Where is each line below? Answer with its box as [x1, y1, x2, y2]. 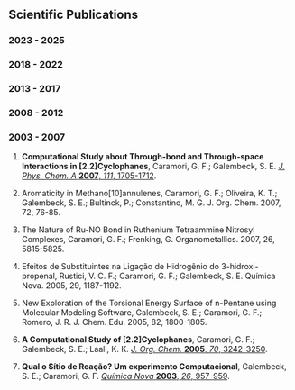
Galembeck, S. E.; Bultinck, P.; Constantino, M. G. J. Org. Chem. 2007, [21, 197, 281, 208]
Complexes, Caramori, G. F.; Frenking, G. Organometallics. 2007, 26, [21, 234, 276, 245]
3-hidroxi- [221, 261, 259, 272]
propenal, [21, 270, 58, 282]
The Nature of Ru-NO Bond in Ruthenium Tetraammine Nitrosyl [21, 224, 255, 235]
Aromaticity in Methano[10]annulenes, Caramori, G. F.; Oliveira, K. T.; [21, 188, 278, 199]
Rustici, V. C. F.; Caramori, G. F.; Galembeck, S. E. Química [59, 270, 276, 282]
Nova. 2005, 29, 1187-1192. [21, 280, 123, 291]
